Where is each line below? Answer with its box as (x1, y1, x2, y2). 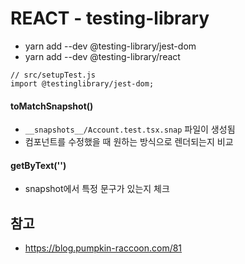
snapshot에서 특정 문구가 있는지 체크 (24, 183, 170, 195)
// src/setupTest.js (10, 70, 97, 80)
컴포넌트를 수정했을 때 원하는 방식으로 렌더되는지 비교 (24, 136, 234, 148)
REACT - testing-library (10, 7, 210, 30)
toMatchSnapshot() (10, 100, 94, 112)
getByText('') (10, 159, 67, 171)
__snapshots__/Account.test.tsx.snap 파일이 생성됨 (24, 123, 236, 136)
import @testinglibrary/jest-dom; (10, 78, 155, 89)
